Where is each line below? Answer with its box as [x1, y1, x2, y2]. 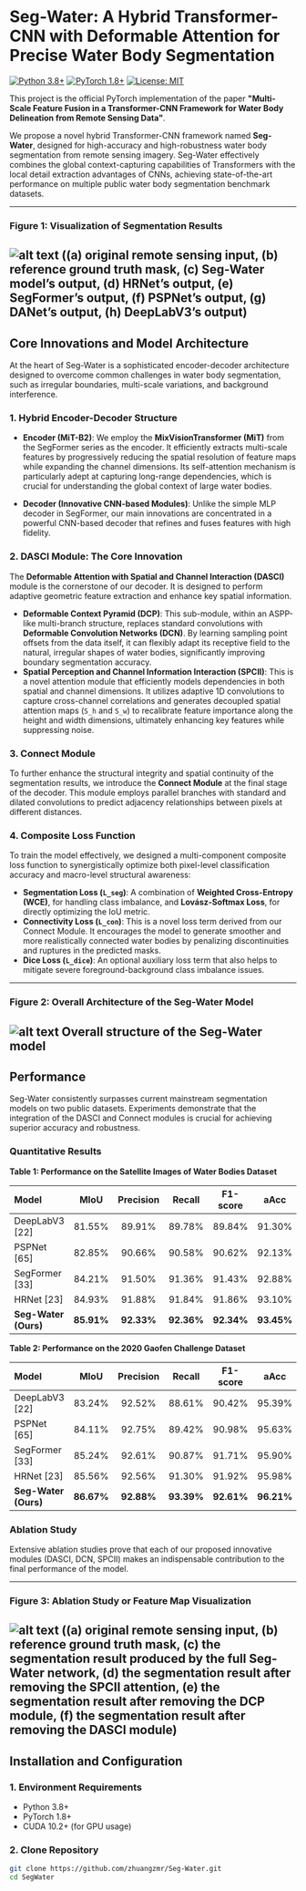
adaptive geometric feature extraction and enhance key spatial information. [9, 590, 292, 601]
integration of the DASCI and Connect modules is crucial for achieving [9, 1112, 272, 1123]
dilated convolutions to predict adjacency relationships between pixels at [9, 796, 283, 808]
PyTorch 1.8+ [22, 1811, 73, 1822]
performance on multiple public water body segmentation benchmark [9, 178, 270, 189]
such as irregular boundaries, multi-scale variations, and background [9, 379, 269, 390]
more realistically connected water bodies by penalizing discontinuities [22, 935, 290, 946]
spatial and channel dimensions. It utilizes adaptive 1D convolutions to [22, 686, 285, 697]
